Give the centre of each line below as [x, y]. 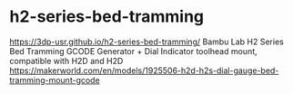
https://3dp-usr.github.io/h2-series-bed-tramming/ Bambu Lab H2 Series [146, 42]
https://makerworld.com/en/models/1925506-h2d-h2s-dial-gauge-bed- [144, 70]
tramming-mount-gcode [55, 80]
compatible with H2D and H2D [66, 61]
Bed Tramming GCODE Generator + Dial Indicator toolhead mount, [133, 51]
